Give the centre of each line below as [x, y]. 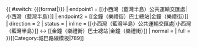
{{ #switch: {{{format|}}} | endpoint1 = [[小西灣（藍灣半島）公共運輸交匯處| [96, 9]
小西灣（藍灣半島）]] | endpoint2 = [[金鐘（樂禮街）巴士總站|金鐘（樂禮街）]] [97, 16]
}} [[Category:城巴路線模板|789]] [45, 38]
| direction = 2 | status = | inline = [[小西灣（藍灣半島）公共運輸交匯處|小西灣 [99, 23]
